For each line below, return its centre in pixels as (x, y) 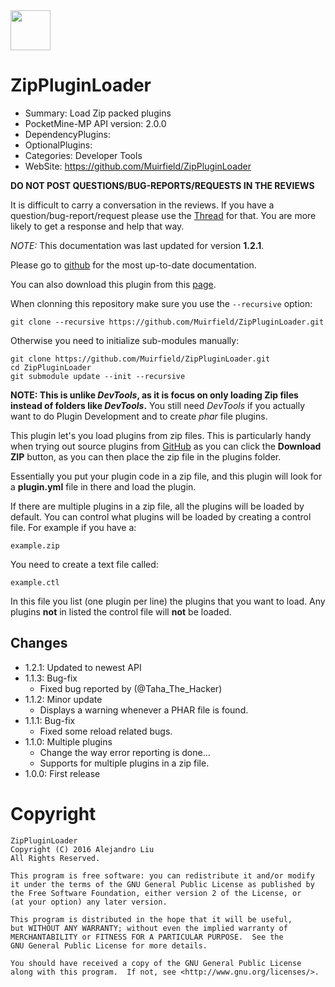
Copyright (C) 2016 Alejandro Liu (82, 849)
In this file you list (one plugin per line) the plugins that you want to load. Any (168, 601)
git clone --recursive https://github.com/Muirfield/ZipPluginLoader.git (167, 322)
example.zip (35, 545)
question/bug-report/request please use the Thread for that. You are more (163, 215)
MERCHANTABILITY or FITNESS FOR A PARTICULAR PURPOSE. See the (147, 937)
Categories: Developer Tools (83, 155)
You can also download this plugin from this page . (113, 284)
